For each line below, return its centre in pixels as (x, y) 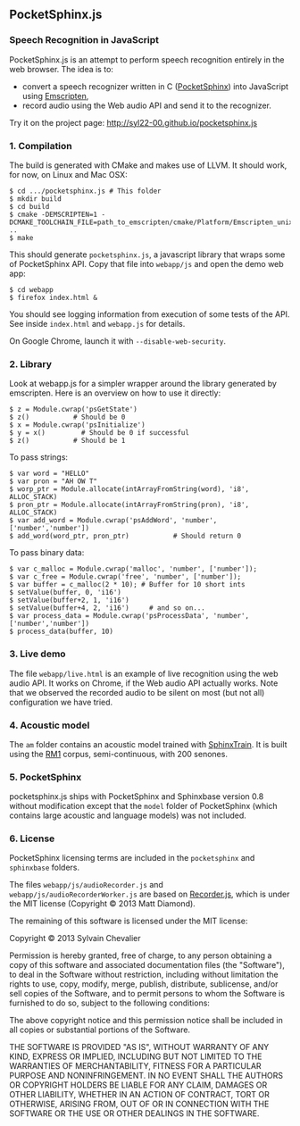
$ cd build (29, 206)
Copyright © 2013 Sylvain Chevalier (75, 938)
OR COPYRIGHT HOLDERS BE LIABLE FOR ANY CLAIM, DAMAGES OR (138, 1085)
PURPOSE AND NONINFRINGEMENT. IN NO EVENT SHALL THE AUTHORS (146, 1076)
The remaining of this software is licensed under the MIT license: (129, 921)
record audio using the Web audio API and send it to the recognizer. (147, 105)
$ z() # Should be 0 (67, 417)
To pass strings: (39, 457)
